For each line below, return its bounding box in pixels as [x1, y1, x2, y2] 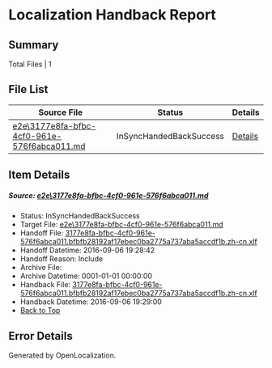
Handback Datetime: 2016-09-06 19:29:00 [19, 297, 162, 307]
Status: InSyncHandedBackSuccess [19, 211, 140, 221]
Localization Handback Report [8, 6, 217, 24]
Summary [8, 38, 59, 52]
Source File [38, 107, 83, 118]
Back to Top [19, 306, 61, 315]
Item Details [8, 168, 70, 182]
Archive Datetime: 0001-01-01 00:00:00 [19, 271, 152, 281]
